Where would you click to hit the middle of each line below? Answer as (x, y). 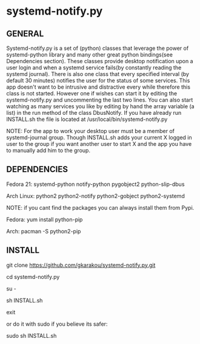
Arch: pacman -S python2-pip (44, 231)
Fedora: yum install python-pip (45, 219)
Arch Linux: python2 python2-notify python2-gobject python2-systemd (95, 196)
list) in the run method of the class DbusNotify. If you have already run (94, 113)
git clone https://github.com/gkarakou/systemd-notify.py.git (81, 265)
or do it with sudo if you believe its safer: (57, 324)
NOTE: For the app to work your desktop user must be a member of (90, 131)
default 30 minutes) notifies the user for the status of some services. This (98, 81)
